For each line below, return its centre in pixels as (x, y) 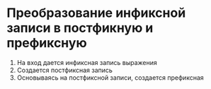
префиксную (47, 43)
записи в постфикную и (80, 28)
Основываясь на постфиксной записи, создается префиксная (110, 77)
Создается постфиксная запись (64, 70)
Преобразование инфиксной (96, 13)
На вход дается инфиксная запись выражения (87, 62)
